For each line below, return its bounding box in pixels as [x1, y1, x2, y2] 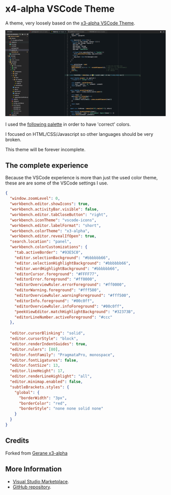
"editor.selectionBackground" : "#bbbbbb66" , [14, 255, 110, 261]
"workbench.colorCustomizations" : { [10, 245, 88, 250]
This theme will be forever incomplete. [5, 146, 85, 152]
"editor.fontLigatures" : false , [10, 358, 79, 363]
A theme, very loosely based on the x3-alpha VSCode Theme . [5, 20, 135, 26]
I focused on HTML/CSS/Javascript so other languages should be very [5, 131, 154, 137]
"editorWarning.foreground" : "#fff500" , [14, 288, 101, 293]
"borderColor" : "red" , [18, 400, 67, 406]
